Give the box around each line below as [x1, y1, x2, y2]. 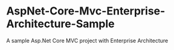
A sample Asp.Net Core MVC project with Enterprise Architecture [6, 37, 169, 44]
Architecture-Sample [6, 17, 115, 31]
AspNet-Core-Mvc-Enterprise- [6, 4, 166, 18]
